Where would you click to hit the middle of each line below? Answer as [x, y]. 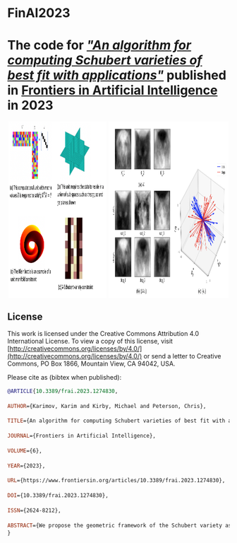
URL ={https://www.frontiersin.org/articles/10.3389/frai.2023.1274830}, [116, 481]
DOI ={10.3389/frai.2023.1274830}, [58, 496]
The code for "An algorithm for [99, 46]
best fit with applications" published [117, 75]
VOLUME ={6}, [25, 450]
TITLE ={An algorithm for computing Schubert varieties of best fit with [116, 421]
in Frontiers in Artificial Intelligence [113, 90]
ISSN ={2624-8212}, [34, 510]
